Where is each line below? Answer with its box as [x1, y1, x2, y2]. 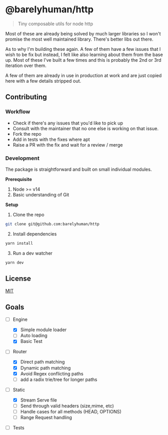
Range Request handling [20, 414, 72, 420]
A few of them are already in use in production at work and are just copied [5, 72, 162, 78]
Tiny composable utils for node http [17, 21, 93, 27]
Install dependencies [12, 230, 57, 237]
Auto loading [20, 333, 48, 339]
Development [5, 154, 40, 161]
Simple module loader [20, 327, 67, 333]
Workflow [5, 108, 31, 115]
